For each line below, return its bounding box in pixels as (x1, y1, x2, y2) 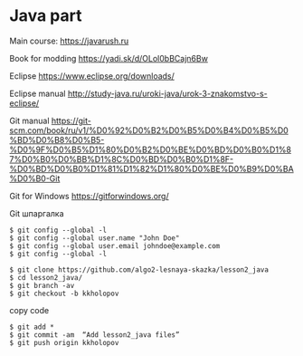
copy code (9, 304, 50, 315)
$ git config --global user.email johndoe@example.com (9, 241, 221, 250)
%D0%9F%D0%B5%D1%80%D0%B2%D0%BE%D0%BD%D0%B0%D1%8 (9, 144, 292, 155)
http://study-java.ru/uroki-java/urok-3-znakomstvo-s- (67, 88, 269, 99)
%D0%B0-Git (9, 173, 61, 184)
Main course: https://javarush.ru (9, 35, 129, 46)
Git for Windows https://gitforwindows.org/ (9, 190, 169, 201)
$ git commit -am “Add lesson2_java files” (9, 330, 180, 340)
